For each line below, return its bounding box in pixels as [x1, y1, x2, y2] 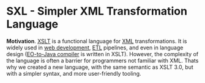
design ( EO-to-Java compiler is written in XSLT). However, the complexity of [6, 50, 199, 57]
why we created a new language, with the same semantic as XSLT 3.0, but [6, 63, 194, 71]
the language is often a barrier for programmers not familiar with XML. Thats [6, 57, 199, 64]
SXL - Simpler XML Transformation [6, 4, 188, 18]
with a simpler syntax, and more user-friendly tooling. [6, 70, 142, 77]
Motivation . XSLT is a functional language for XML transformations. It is [6, 37, 187, 45]
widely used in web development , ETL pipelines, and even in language [6, 44, 184, 51]
